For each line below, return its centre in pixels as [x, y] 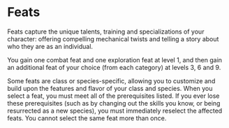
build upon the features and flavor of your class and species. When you [110, 88]
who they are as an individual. [50, 46]
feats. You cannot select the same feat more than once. [87, 118]
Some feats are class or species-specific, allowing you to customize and [111, 80]
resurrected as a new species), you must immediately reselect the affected [115, 111]
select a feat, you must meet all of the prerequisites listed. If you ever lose [113, 96]
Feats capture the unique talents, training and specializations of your [106, 31]
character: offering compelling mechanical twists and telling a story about [113, 38]
